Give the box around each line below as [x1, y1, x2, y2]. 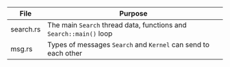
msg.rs [10, 44, 33, 53]
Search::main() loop [47, 29, 113, 38]
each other [47, 49, 83, 57]
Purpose [119, 9, 148, 18]
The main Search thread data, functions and [47, 21, 187, 29]
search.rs [10, 25, 41, 33]
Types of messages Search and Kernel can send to [47, 40, 210, 49]
